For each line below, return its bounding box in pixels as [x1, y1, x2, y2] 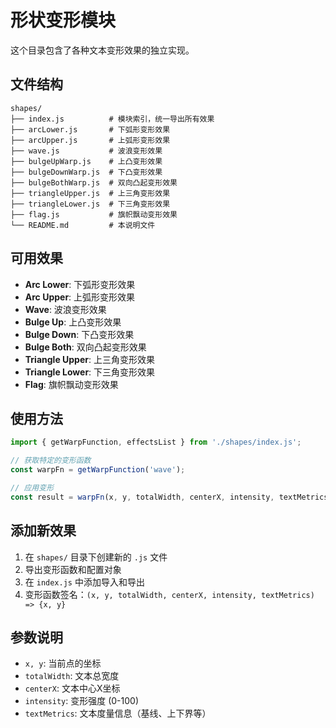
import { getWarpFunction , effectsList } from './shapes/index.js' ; [10, 437, 302, 448]
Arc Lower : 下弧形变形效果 [24, 278, 136, 290]
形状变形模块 [10, 9, 117, 32]
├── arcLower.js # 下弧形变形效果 [10, 124, 171, 135]
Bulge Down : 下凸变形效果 [24, 328, 135, 340]
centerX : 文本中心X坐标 [24, 682, 121, 695]
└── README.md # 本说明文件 [10, 220, 156, 230]
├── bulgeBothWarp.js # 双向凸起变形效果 [10, 177, 178, 188]
